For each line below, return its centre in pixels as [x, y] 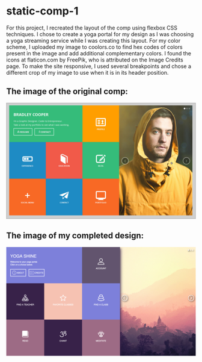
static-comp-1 [42, 11]
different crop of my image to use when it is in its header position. [87, 72]
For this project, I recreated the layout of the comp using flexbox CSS [92, 28]
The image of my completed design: [75, 236]
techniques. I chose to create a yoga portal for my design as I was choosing [100, 34]
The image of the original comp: [67, 92]
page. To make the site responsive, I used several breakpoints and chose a [99, 66]
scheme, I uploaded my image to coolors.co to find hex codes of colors [94, 47]
